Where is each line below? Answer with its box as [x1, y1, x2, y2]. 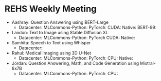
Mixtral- [140, 60, 156, 66]
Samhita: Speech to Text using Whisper [11, 40, 91, 45]
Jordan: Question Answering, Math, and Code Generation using [11, 60, 139, 66]
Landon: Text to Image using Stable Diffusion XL [11, 29, 108, 35]
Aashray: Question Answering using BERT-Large [11, 19, 109, 25]
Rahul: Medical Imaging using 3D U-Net [11, 50, 91, 56]
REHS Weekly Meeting [4, 3, 97, 14]
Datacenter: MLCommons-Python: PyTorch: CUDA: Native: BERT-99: [18, 24, 157, 30]
